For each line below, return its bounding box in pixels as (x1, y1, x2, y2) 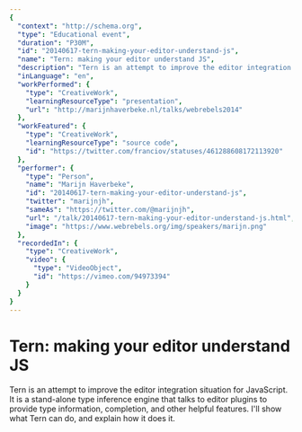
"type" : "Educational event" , (17, 30, 130, 39)
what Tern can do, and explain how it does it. (9, 413, 175, 424)
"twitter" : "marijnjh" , (25, 197, 115, 207)
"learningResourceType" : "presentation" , (25, 96, 182, 106)
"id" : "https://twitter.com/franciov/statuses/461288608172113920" (25, 146, 283, 155)
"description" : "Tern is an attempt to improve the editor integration (17, 64, 292, 73)
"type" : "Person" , (25, 172, 94, 181)
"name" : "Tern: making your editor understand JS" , (17, 55, 216, 64)
